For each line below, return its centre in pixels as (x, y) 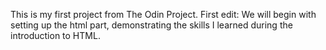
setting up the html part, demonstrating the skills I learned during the (151, 25)
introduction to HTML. (55, 35)
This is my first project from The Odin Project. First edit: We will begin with (163, 14)
